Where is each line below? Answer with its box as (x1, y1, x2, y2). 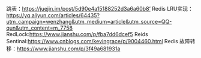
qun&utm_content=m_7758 (6, 24, 73, 31)
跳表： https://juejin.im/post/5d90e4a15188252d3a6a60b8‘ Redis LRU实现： (6, 5, 193, 12)
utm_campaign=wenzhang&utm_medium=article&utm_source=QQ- (6, 18, 172, 25)
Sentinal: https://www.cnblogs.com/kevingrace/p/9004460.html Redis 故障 (6, 38, 190, 44)
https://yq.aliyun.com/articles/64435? (6, 12, 100, 19)
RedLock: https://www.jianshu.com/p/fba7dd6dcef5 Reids (6, 31, 148, 37)
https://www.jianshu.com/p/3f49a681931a (17, 45, 121, 52)
